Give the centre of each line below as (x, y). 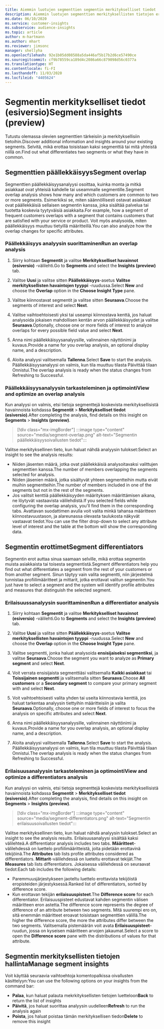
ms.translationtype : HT (29, 64)
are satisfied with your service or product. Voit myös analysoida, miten (76, 220)
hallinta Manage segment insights (57, 964)
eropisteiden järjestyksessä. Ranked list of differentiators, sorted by (80, 884)
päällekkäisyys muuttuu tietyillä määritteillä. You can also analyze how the (79, 226)
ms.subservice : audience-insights (40, 28)
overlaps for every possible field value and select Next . (68, 330)
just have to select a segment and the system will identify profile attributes (80, 585)
